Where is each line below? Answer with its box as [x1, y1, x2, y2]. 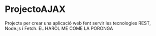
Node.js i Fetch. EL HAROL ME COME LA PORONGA [5, 25, 113, 31]
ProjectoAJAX [5, 3, 66, 15]
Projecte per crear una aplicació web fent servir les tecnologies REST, [5, 20, 151, 26]
